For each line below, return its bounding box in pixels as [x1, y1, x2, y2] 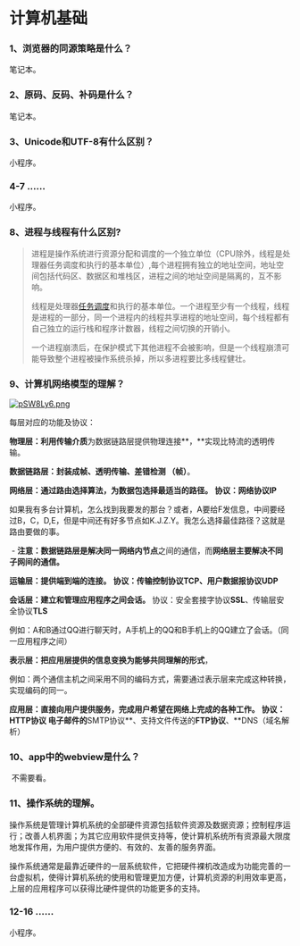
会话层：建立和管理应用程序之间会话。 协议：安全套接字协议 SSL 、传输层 [9, 594, 277, 605]
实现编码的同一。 [9, 684, 72, 695]
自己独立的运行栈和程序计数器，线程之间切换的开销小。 [30, 322, 235, 333]
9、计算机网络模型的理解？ [9, 377, 125, 389]
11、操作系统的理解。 [9, 797, 100, 809]
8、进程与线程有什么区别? [9, 226, 121, 239]
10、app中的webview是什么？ [9, 750, 140, 763]
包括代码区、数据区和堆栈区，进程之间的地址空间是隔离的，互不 [38, 270, 274, 281]
